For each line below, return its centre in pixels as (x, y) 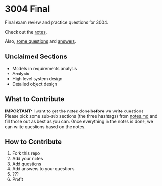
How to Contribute (34, 141)
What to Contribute (35, 99)
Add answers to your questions (43, 169)
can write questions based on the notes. (45, 126)
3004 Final (27, 9)
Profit (18, 179)
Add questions (27, 164)
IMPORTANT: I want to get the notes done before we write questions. (75, 111)
